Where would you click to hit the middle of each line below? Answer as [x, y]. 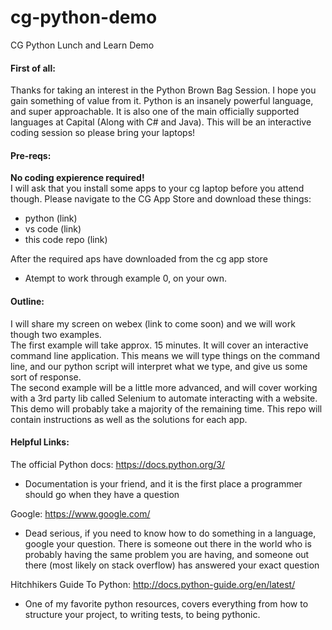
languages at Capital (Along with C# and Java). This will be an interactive [161, 122]
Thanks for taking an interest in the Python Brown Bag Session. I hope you [163, 90]
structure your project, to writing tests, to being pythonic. [142, 614]
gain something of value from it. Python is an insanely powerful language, [162, 101]
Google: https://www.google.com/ [80, 513]
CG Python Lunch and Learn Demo [82, 45]
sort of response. [46, 377]
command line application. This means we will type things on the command [165, 355]
